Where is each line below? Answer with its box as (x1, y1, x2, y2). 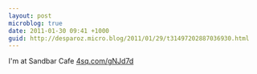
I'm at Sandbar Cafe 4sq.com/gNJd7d (8, 56, 134, 66)
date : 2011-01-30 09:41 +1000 (8, 27, 110, 35)
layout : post (8, 11, 52, 20)
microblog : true (8, 19, 63, 27)
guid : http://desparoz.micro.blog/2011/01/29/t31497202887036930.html (8, 34, 250, 43)
